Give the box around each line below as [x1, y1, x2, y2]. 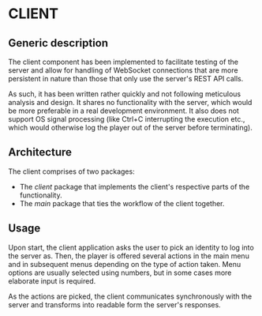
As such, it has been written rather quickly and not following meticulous [8, 89, 241, 99]
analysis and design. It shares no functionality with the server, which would [8, 98, 253, 107]
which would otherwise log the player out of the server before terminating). [8, 123, 253, 132]
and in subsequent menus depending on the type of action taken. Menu [8, 259, 241, 269]
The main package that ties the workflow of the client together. [19, 198, 225, 208]
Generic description [8, 36, 109, 50]
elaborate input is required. [8, 276, 96, 285]
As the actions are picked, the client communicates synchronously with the [8, 292, 253, 301]
